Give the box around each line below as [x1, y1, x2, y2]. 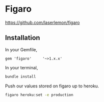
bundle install [5, 74, 36, 79]
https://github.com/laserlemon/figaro [5, 20, 80, 25]
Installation [5, 34, 40, 42]
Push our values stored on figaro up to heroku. [5, 83, 99, 89]
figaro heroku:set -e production [5, 92, 74, 97]
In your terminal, [5, 64, 38, 70]
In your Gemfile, [5, 46, 38, 52]
